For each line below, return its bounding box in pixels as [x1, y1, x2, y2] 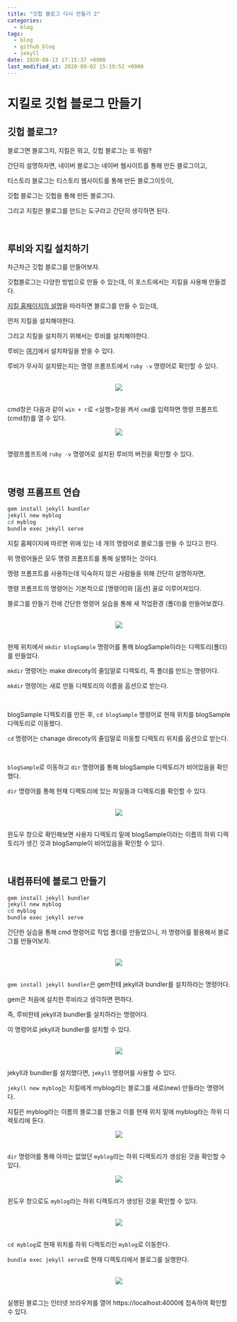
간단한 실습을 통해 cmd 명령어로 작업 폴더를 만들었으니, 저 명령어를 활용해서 [7, 928, 216, 936]
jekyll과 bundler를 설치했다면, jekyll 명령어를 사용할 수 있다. [7, 1069, 177, 1077]
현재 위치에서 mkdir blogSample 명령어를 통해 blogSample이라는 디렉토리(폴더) [7, 642, 228, 651]
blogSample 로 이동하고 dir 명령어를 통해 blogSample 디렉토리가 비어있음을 [7, 762, 216, 771]
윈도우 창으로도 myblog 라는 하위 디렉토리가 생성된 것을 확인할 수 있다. [7, 1197, 198, 1205]
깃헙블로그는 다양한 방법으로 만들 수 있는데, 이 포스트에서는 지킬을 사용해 [7, 277, 207, 287]
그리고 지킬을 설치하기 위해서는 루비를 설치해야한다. [7, 332, 149, 340]
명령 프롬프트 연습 [7, 486, 81, 498]
